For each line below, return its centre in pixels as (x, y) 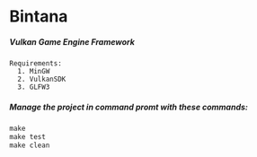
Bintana (39, 17)
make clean (30, 145)
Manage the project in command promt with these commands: (129, 107)
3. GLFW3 (34, 87)
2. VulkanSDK (42, 79)
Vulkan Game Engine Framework (72, 41)
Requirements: (36, 64)
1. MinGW (34, 72)
